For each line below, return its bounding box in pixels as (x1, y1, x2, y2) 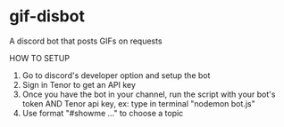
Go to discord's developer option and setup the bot (21, 69, 211, 81)
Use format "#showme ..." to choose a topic (21, 107, 184, 118)
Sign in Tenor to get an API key (21, 79, 137, 90)
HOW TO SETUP (9, 52, 70, 63)
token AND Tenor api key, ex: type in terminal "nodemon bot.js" (21, 98, 256, 108)
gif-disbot (9, 6, 85, 27)
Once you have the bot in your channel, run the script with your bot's (21, 89, 276, 99)
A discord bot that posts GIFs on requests (9, 36, 163, 46)
